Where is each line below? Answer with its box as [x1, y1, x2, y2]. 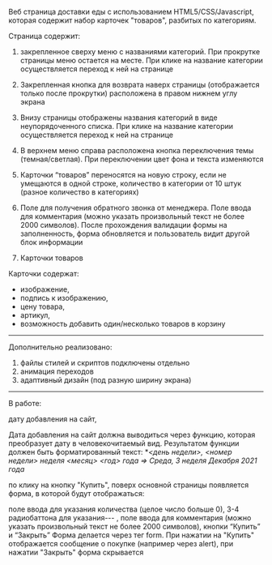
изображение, [19, 285, 70, 294]
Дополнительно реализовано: [8, 342, 113, 352]
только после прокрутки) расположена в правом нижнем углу [19, 88, 238, 98]
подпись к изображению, [19, 293, 108, 302]
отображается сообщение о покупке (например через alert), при [8, 539, 233, 548]
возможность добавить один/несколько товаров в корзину [19, 319, 226, 328]
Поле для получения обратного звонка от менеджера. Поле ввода [19, 203, 252, 212]
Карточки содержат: [8, 269, 79, 278]
